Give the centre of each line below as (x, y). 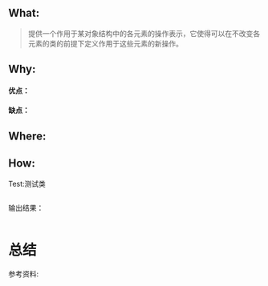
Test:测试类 (27, 183)
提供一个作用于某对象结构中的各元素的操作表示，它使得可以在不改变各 (144, 33)
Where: (27, 136)
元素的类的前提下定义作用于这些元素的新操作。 (105, 43)
